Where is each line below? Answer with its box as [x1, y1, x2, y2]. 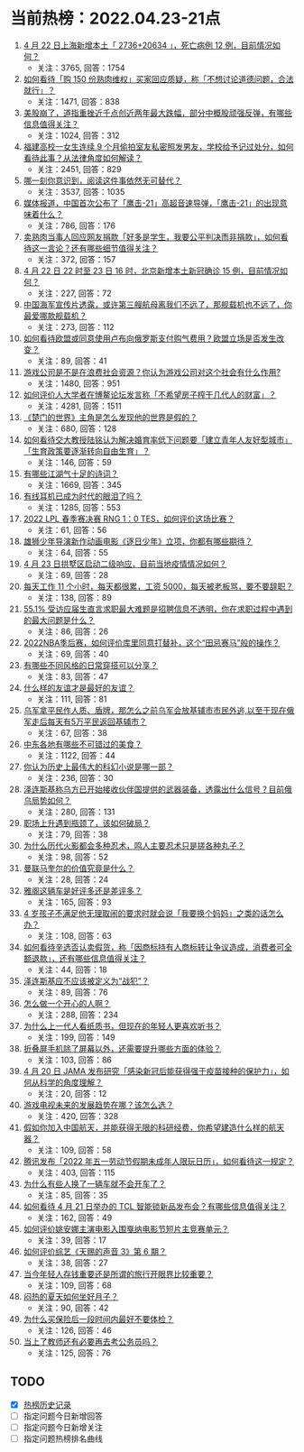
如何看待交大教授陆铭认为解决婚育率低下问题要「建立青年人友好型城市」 [23, 434, 292, 445]
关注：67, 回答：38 [36, 727, 107, 738]
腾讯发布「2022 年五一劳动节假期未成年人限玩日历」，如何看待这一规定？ [23, 1155, 295, 1166]
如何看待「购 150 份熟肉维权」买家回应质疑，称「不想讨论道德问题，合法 [23, 73, 294, 84]
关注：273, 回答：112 [36, 321, 115, 332]
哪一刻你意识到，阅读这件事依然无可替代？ [23, 175, 182, 186]
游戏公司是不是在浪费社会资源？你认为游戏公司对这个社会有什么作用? [23, 366, 281, 377]
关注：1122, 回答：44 [36, 749, 116, 760]
